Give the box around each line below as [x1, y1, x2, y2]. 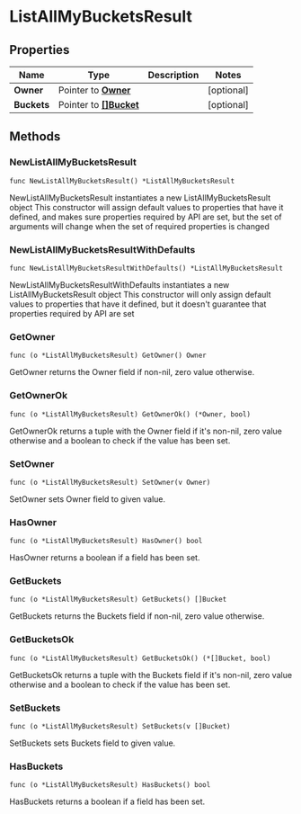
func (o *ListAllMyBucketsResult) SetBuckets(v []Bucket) [9, 722, 231, 731]
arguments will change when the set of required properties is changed [9, 220, 270, 231]
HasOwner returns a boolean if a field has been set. [9, 552, 200, 563]
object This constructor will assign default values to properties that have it [9, 201, 284, 212]
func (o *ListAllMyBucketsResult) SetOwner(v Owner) [9, 478, 211, 487]
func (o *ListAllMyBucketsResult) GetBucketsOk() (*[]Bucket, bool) [9, 654, 271, 663]
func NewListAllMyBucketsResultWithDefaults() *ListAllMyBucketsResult [9, 264, 283, 273]
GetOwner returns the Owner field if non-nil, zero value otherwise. [9, 367, 255, 378]
